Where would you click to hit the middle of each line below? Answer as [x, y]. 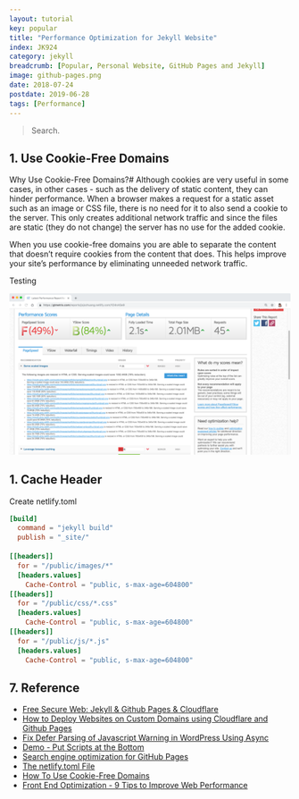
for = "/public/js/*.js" [63, 641]
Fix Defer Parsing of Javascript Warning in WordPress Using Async [145, 738]
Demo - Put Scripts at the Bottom [83, 747]
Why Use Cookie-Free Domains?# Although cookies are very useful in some [149, 180]
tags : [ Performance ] [48, 104]
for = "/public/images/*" [66, 566]
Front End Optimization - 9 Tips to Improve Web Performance [135, 786]
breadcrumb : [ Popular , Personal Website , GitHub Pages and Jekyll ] [137, 66]
